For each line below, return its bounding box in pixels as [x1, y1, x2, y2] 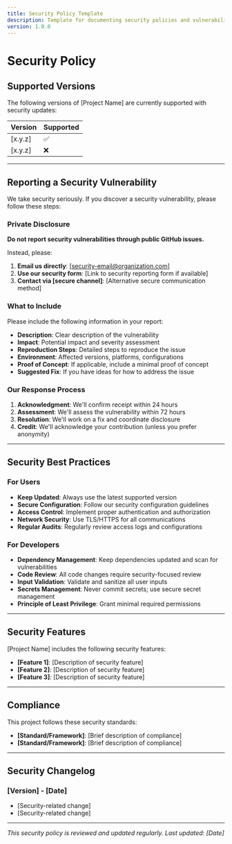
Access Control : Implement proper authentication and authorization [17, 507, 211, 516]
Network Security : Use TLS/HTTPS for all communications [17, 515, 186, 523]
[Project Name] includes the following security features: [7, 644, 166, 653]
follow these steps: [7, 202, 61, 211]
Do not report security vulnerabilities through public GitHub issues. [7, 235, 205, 243]
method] [17, 284, 42, 292]
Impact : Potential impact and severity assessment [17, 337, 160, 346]
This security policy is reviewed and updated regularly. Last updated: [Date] [7, 829, 224, 837]
